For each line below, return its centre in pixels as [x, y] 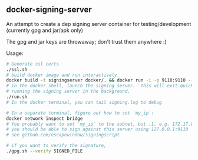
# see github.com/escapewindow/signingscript [63, 135]
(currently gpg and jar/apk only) [45, 30]
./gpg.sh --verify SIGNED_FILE [44, 151]
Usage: [15, 53]
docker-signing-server [49, 10]
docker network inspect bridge [44, 118]
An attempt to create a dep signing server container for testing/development [99, 24]
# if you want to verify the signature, [57, 146]
